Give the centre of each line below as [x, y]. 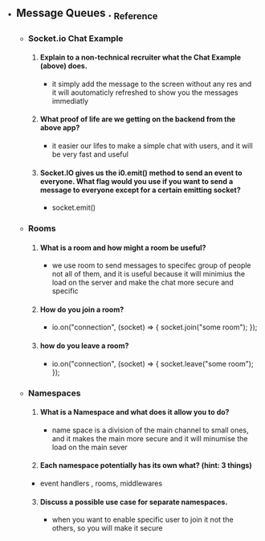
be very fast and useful [90, 154]
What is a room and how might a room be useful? [123, 248]
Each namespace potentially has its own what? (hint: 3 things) [146, 465]
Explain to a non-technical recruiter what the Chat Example [141, 57]
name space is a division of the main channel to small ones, [150, 430]
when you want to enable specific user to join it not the [143, 520]
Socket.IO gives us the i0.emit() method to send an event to [141, 173]
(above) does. [64, 66]
